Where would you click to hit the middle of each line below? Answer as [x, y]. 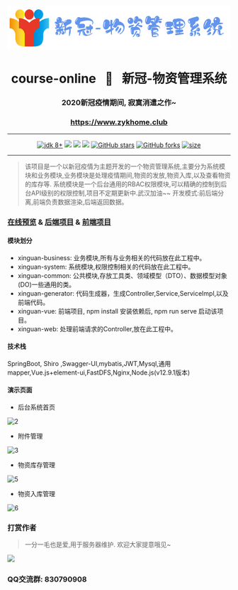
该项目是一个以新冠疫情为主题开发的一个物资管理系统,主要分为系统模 [125, 166]
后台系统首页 [36, 407]
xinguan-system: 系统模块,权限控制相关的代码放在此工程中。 [106, 267]
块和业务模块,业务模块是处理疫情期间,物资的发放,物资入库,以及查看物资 [127, 176]
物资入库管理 [36, 493]
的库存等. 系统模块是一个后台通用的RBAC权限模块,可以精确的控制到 [123, 184]
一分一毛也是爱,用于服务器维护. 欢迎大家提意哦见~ [98, 545]
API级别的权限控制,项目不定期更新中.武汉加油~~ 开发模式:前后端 [124, 193]
